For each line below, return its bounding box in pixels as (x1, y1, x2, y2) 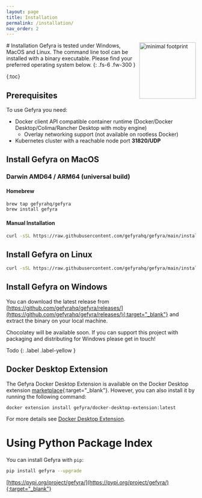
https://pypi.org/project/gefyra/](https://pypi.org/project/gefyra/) (8, 479, 170, 486)
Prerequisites (6, 90, 58, 100)
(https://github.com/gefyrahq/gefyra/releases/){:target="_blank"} (6, 310, 168, 318)
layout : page (6, 8, 39, 15)
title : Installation (6, 14, 58, 20)
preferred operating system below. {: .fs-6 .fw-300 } (6, 61, 136, 69)
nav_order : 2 (6, 25, 39, 32)
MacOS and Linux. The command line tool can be (6, 49, 128, 56)
